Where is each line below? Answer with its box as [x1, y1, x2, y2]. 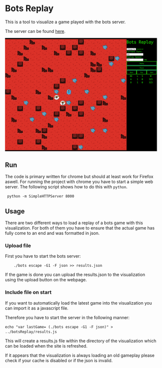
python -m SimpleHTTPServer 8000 [7, 194, 75, 199]
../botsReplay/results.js [5, 329, 57, 334]
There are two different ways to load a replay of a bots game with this [5, 220, 143, 226]
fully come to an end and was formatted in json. [5, 230, 100, 236]
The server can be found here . [5, 28, 66, 34]
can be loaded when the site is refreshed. [5, 343, 88, 349]
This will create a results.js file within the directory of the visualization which [5, 337, 157, 344]
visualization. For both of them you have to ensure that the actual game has [5, 225, 155, 230]
